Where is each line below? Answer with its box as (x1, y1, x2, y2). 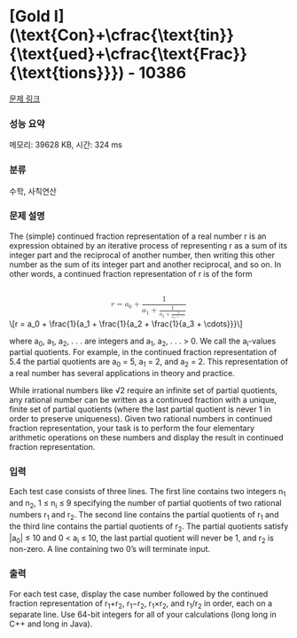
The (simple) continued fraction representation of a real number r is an (9, 231, 267, 241)
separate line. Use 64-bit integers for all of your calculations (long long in (9, 610, 277, 620)
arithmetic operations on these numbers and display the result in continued (9, 432, 284, 443)
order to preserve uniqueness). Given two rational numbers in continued (9, 414, 273, 424)
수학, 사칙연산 (9, 185, 58, 196)
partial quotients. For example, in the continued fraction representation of (9, 347, 277, 358)
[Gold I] (9, 6, 65, 27)
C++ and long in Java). (9, 618, 93, 629)
